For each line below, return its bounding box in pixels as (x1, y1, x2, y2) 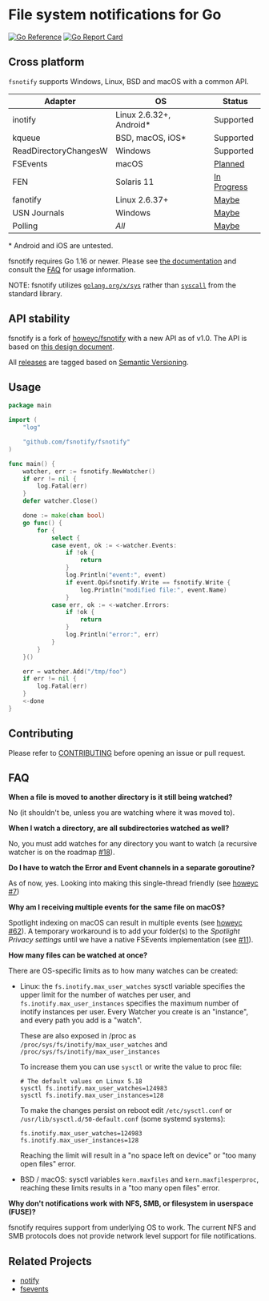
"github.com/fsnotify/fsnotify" (22, 438, 130, 446)
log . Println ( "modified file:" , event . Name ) (79, 586, 227, 594)
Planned (213, 158, 245, 169)
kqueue (12, 132, 41, 143)
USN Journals (12, 207, 65, 218)
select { (50, 534, 81, 542)
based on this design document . (8, 342, 114, 351)
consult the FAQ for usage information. (8, 264, 136, 274)
